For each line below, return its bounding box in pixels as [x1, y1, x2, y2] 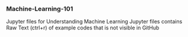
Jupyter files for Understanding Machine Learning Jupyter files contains [6, 18, 183, 25]
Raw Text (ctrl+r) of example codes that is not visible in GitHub [6, 24, 160, 31]
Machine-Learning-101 [6, 5, 73, 13]
